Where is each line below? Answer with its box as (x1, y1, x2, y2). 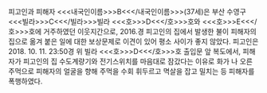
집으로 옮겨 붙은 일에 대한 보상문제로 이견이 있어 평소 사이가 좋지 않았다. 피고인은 (8, 37, 259, 46)
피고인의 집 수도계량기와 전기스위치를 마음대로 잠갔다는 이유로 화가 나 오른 (22, 56, 253, 66)
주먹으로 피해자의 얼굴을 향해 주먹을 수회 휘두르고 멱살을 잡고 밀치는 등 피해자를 (8, 67, 255, 76)
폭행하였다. (8, 76, 43, 86)
